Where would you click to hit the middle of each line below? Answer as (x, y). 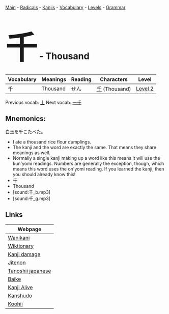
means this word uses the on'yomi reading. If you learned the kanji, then (88, 169)
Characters (114, 79)
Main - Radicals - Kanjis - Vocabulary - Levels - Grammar (65, 7)
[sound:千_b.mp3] (32, 192)
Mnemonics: (26, 119)
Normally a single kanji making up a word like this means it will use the (86, 158)
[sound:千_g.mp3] (32, 198)
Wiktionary (21, 246)
